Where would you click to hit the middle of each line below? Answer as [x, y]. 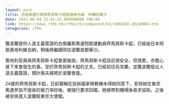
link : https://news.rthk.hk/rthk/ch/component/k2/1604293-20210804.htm [82, 24]
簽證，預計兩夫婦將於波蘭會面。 [51, 73]
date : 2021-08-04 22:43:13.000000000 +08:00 [53, 19]
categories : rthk [23, 29]
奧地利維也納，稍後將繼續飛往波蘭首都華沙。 [56, 50]
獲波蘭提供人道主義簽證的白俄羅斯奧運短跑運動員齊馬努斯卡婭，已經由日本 [82, 44]
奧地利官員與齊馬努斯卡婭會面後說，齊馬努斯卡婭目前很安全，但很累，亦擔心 [84, 60]
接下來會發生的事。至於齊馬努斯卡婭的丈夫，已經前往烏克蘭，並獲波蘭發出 [82, 67]
